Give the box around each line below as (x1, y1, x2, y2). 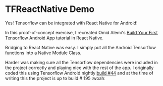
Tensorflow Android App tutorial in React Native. (5, 35, 104, 41)
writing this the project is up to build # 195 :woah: (5, 75, 106, 81)
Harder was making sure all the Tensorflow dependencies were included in (5, 59, 158, 65)
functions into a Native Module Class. (5, 50, 82, 56)
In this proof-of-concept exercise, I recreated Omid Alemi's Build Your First (5, 29, 158, 35)
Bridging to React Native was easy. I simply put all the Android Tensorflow (5, 44, 156, 50)
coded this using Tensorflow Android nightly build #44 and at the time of (5, 70, 154, 76)
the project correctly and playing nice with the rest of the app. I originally (5, 65, 154, 71)
